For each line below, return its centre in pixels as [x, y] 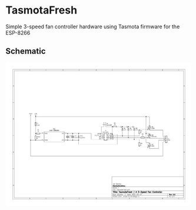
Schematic [26, 51]
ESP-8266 [18, 32]
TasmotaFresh [41, 10]
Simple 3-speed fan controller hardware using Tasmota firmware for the [93, 26]
